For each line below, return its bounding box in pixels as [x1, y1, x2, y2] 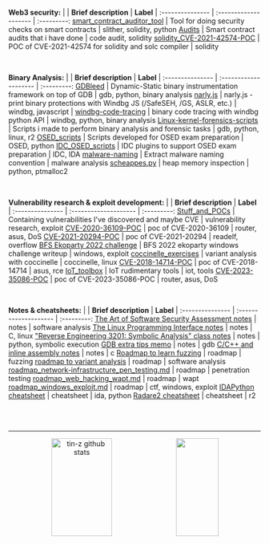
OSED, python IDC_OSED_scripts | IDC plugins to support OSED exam [8, 141, 237, 150]
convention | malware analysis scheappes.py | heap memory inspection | [8, 158, 250, 168]
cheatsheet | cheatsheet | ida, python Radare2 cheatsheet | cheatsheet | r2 [8, 391, 256, 400]
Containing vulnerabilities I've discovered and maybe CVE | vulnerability [8, 215, 246, 224]
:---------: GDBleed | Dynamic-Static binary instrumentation [40, 81, 239, 91]
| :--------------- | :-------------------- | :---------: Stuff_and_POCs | [8, 206, 235, 216]
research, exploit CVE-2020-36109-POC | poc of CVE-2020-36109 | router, [8, 223, 257, 233]
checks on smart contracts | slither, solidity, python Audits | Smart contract [8, 25, 255, 34]
